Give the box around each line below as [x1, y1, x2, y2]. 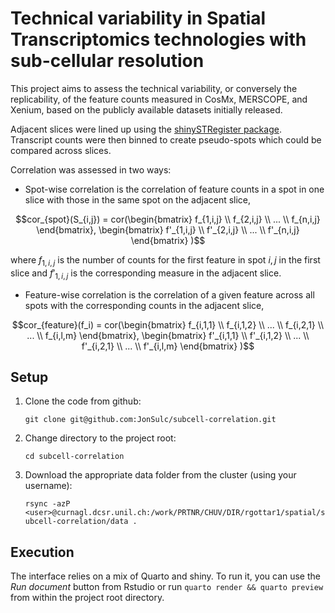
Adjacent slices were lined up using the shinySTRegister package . [10, 123, 282, 135]
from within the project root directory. [10, 592, 165, 604]
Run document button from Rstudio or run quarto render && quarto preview [10, 581, 324, 593]
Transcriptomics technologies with [10, 28, 307, 51]
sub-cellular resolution [10, 50, 205, 72]
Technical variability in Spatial [10, 7, 267, 30]
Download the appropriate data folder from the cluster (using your [24, 469, 297, 481]
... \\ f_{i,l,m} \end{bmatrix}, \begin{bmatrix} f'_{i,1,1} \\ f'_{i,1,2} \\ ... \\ [26, 329, 310, 341]
